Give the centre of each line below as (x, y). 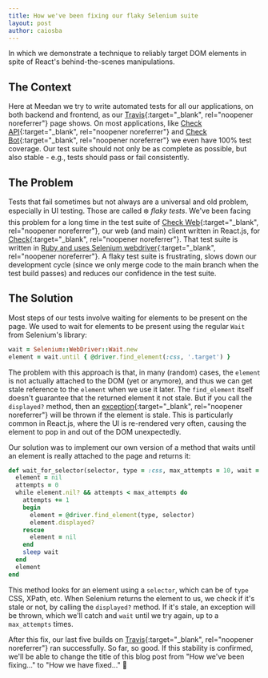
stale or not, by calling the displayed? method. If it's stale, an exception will (132, 607)
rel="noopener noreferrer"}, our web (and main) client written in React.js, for (134, 231)
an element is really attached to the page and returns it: (100, 455)
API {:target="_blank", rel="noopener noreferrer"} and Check (108, 132)
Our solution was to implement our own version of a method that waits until (132, 447)
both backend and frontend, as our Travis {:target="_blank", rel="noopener (131, 115)
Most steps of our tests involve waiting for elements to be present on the (128, 318)
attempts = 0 (37, 485)
